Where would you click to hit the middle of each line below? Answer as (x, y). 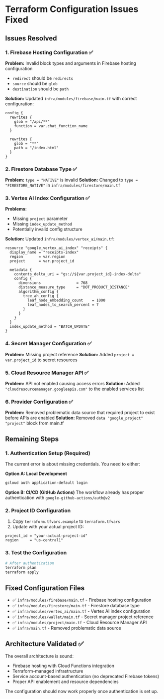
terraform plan (21, 568)
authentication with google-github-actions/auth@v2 (58, 497)
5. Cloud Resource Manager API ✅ (47, 373)
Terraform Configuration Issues (72, 9)
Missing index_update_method (42, 224)
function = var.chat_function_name (51, 126)
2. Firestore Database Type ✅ (41, 169)
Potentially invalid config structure (47, 229)
